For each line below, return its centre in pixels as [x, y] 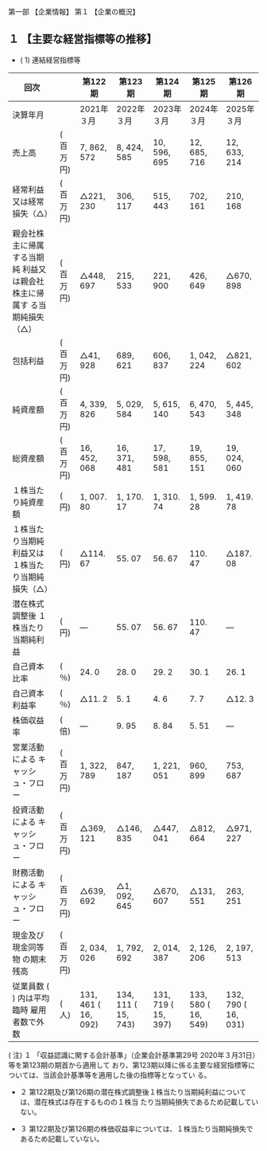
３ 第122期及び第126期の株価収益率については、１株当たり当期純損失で [136, 1129]
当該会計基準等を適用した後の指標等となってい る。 [127, 1075]
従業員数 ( [31, 986]
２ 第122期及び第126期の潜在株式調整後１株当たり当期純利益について [133, 1092]
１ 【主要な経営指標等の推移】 [83, 39]
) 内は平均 [31, 998]
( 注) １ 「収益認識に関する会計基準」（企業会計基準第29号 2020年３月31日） [132, 1055]
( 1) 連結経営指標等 [50, 60]
